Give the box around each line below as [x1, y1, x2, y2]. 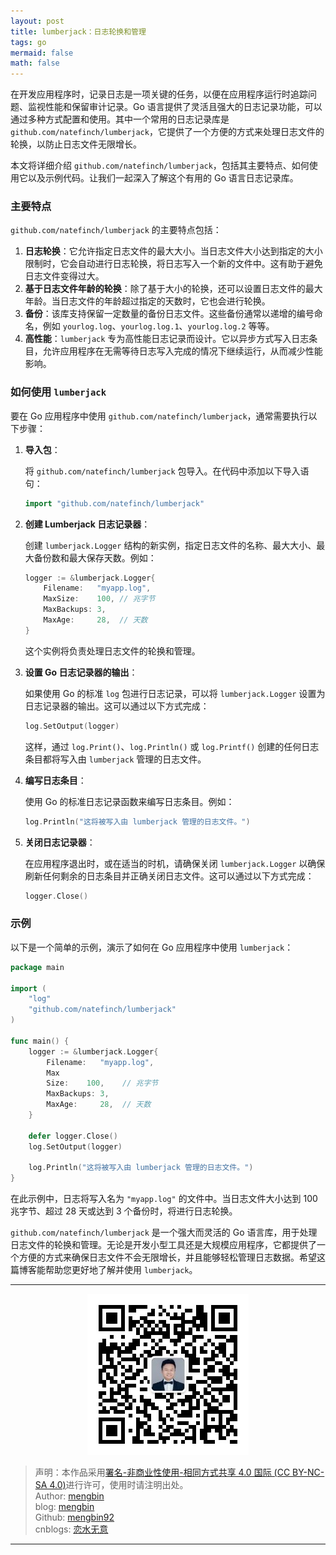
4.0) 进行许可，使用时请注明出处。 [49, 1479, 189, 1491]
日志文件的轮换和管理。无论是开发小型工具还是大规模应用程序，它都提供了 [10, 1239, 317, 1251]
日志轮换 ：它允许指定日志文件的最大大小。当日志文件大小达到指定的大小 [24, 245, 323, 257]
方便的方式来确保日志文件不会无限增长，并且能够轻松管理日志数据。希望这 [18, 1251, 326, 1264]
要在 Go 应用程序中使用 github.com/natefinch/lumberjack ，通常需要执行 [10, 410, 309, 422]
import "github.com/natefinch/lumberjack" [24, 498, 205, 509]
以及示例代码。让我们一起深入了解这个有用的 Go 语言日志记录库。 [27, 172, 299, 184]
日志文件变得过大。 [24, 270, 105, 282]
